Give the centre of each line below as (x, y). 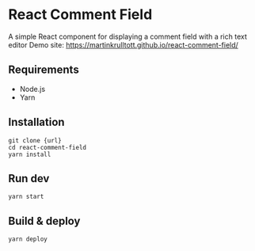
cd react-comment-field (48, 147)
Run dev (29, 179)
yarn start (26, 197)
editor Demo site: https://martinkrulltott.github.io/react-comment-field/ (124, 44)
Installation (36, 122)
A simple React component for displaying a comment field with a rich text (127, 36)
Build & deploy (44, 221)
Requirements (44, 70)
